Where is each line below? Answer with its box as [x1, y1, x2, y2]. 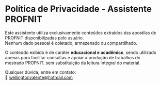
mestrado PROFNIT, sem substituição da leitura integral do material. [5, 60, 141, 66]
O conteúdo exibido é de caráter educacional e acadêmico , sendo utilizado [5, 50, 157, 55]
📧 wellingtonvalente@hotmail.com [5, 74, 73, 80]
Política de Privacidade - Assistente [5, 3, 152, 15]
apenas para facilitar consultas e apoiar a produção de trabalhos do [5, 54, 141, 60]
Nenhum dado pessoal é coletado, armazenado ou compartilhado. [5, 40, 137, 46]
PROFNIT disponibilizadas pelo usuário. [5, 35, 84, 41]
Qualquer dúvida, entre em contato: [5, 69, 76, 75]
